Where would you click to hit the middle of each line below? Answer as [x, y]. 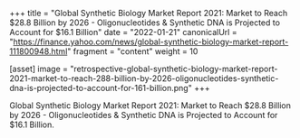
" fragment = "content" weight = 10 [133, 51]
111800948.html [39, 51]
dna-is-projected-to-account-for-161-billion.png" [101, 88]
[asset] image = [39, 69]
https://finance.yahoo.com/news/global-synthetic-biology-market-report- [151, 41]
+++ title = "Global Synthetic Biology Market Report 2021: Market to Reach [149, 13]
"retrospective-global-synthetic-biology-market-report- [174, 69]
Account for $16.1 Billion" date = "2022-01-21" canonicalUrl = [123, 32]
